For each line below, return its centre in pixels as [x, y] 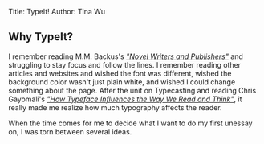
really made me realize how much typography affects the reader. [115, 107]
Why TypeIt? [41, 37]
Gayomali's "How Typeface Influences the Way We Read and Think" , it [125, 99]
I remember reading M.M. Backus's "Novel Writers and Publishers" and [126, 56]
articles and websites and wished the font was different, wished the [120, 73]
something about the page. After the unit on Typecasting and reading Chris [132, 90]
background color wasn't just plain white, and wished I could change [122, 82]
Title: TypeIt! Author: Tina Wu [57, 12]
